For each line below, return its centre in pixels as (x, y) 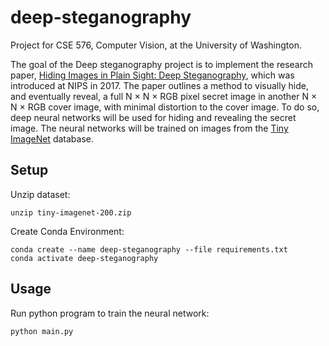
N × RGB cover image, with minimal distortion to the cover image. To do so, (165, 107)
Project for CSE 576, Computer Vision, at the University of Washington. (156, 45)
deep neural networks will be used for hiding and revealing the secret (153, 117)
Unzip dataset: (40, 194)
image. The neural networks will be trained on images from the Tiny (149, 128)
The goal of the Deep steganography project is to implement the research (161, 64)
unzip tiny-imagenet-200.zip (71, 212)
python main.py (42, 331)
